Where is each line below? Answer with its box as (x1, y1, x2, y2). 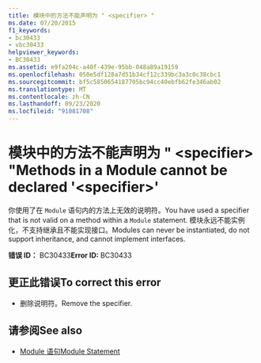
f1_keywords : (8, 26, 51, 34)
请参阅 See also (8, 324, 83, 338)
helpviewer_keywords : (8, 48, 80, 56)
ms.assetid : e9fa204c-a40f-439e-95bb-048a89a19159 (8, 63, 179, 71)
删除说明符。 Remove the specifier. (19, 298, 133, 308)
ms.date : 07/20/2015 (8, 19, 77, 27)
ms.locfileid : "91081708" (8, 108, 93, 116)
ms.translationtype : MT (8, 85, 87, 94)
